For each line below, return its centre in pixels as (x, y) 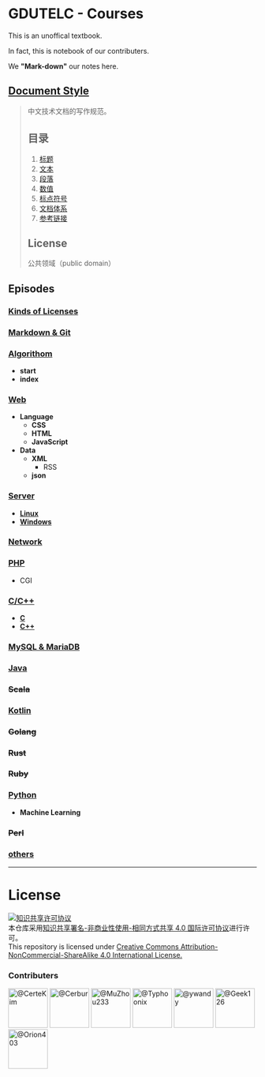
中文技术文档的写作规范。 (69, 111)
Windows (35, 521)
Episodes (32, 289)
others (21, 854)
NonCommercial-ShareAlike (53, 955)
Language (36, 417)
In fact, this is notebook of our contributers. (79, 51)
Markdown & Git (39, 332)
